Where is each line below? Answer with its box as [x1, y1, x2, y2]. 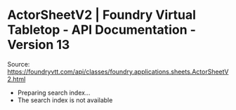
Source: [7, 60, 30, 68]
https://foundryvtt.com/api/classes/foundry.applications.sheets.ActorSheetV [7, 67, 229, 76]
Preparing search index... [17, 88, 91, 97]
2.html [7, 74, 26, 83]
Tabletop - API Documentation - [7, 22, 197, 38]
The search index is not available [17, 95, 113, 104]
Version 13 [7, 37, 70, 53]
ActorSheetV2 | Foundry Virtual [7, 7, 197, 23]
